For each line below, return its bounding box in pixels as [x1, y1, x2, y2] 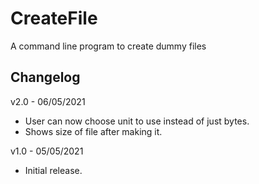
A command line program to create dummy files [10, 40, 207, 52]
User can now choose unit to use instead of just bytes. [24, 115, 250, 127]
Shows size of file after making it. [24, 125, 163, 137]
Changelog [10, 69, 81, 86]
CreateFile [10, 7, 98, 30]
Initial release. [24, 164, 83, 176]
